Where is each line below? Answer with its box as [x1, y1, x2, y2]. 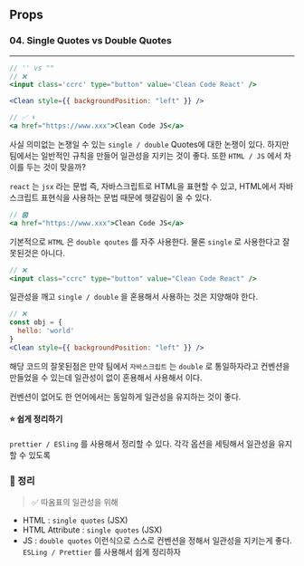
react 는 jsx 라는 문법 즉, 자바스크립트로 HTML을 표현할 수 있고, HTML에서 [9, 180, 278, 191]
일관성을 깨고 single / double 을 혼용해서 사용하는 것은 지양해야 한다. [9, 292, 259, 302]
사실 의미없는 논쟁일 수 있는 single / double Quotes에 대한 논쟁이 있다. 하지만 [9, 139, 290, 149]
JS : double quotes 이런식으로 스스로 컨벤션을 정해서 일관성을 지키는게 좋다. [22, 535, 292, 546]
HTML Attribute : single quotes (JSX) [22, 524, 163, 535]
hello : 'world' [17, 326, 75, 336]
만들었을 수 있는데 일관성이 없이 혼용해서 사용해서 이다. [9, 371, 203, 383]
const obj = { [9, 318, 63, 327]
